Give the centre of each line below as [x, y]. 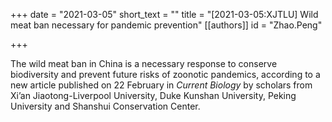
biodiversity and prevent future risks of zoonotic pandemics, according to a [165, 74]
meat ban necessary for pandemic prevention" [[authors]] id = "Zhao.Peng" [166, 25]
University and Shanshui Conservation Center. [105, 106]
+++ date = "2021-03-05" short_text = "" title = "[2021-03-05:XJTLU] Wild [164, 14]
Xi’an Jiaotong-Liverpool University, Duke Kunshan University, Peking [153, 95]
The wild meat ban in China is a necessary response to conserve [144, 63]
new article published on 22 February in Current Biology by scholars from [161, 85]
